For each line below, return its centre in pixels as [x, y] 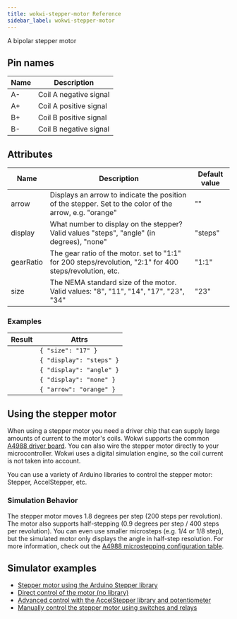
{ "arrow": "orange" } [78, 389]
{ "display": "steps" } [80, 360]
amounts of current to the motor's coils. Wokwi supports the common [108, 439]
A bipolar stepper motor [42, 40]
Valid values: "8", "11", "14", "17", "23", [117, 291]
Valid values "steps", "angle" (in [103, 233]
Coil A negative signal [74, 95]
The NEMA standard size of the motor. [113, 282]
